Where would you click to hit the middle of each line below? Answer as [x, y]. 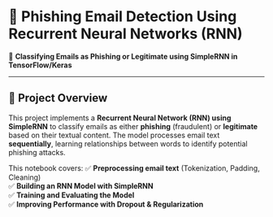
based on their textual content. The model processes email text [114, 135]
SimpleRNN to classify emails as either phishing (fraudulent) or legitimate [133, 126]
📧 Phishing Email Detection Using [123, 17]
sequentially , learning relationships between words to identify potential [128, 143]
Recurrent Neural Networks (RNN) [126, 34]
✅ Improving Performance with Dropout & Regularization [106, 204]
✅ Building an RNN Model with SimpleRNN [81, 185]
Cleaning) [25, 177]
